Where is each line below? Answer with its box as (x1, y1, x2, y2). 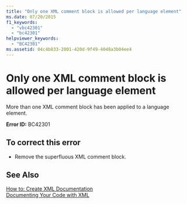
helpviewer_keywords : (6, 36, 59, 41)
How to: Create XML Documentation (6, 185, 93, 192)
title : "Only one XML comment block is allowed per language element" (6, 8, 182, 15)
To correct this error (6, 138, 81, 147)
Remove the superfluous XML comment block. (14, 153, 127, 160)
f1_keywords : (6, 19, 38, 25)
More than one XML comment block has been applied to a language (6, 103, 169, 110)
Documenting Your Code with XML (6, 192, 89, 199)
